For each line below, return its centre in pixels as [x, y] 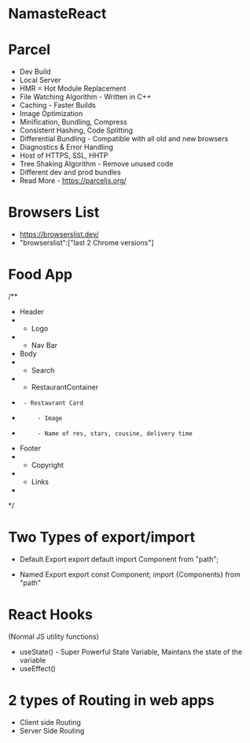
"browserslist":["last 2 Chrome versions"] [87, 243]
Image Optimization [51, 114]
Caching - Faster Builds [57, 105]
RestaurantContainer [65, 387]
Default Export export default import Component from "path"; [119, 559]
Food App [40, 275]
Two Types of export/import [101, 538]
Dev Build [35, 72]
